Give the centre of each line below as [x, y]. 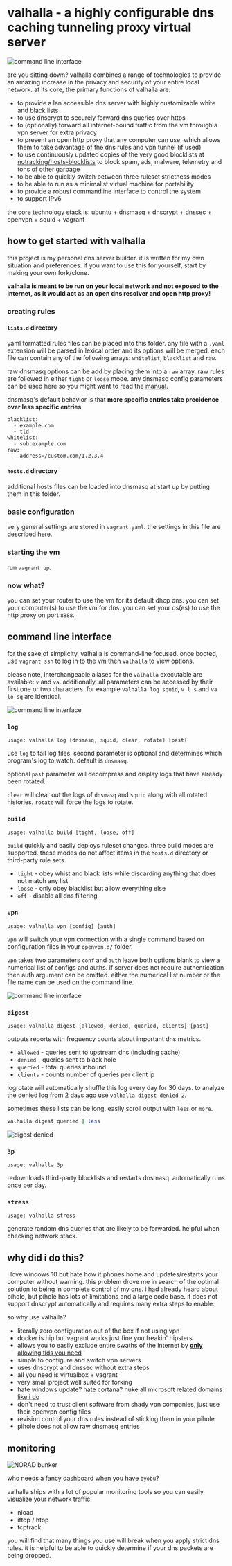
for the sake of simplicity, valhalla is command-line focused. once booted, [113, 653]
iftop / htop [33, 1520]
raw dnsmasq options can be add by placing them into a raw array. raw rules [116, 371]
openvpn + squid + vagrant [46, 219]
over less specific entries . [45, 407]
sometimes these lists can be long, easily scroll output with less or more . [110, 1108]
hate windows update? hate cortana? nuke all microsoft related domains [120, 1389]
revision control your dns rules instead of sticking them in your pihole [116, 1419]
